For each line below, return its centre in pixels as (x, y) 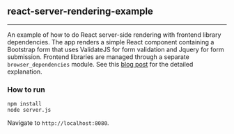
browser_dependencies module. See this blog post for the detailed (100, 64)
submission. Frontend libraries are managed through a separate (98, 57)
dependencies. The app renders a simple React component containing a (111, 42)
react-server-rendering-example (80, 11)
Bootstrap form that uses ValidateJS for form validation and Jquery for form (116, 49)
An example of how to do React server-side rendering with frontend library (114, 35)
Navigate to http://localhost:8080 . (58, 123)
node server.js (29, 110)
